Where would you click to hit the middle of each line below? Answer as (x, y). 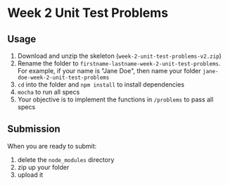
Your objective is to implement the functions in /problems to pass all (115, 99)
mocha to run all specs (49, 92)
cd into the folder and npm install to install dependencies (101, 85)
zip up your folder (43, 167)
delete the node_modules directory (66, 159)
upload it (30, 175)
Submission (34, 129)
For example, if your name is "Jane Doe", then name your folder (109, 71)
